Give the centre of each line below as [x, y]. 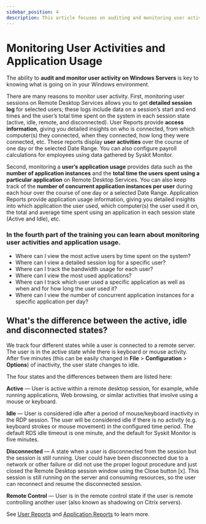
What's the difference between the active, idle [97, 321]
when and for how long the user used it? [66, 288]
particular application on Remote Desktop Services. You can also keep [97, 180]
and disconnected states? [57, 331]
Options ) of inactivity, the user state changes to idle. [73, 365]
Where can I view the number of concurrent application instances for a [105, 295]
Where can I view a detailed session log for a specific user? [90, 262]
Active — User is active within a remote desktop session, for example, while [102, 388]
